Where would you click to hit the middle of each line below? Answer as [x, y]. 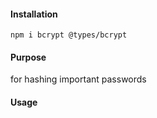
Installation [34, 14]
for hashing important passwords [78, 79]
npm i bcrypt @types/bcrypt [69, 35]
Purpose [28, 57]
